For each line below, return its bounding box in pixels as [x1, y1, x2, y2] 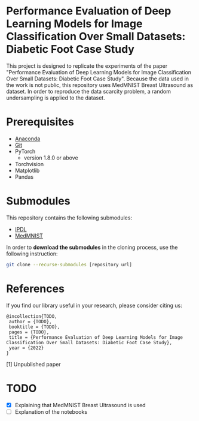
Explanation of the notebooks [14, 408, 88, 415]
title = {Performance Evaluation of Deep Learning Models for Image [8, 334, 183, 340]
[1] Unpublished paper [6, 360, 61, 368]
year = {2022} [8, 345, 44, 351]
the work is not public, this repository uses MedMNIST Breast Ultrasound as [6, 81, 193, 88]
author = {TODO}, [8, 318, 52, 324]
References [6, 282, 65, 295]
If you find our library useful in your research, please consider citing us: [6, 302, 182, 309]
